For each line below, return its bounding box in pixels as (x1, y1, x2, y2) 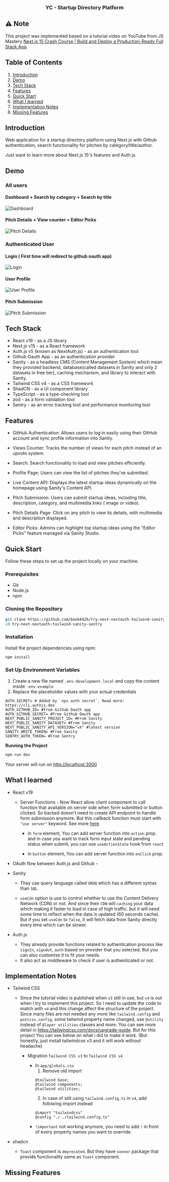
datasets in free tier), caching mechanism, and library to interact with (12, 370, 156, 376)
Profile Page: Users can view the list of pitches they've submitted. (12, 470, 149, 476)
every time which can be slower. (20, 922, 87, 928)
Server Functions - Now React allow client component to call (20, 799, 146, 805)
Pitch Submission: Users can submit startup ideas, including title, (12, 495, 147, 501)
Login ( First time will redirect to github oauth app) (5, 253, 112, 259)
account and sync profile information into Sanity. (12, 435, 114, 441)
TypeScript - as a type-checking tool (12, 391, 89, 397)
